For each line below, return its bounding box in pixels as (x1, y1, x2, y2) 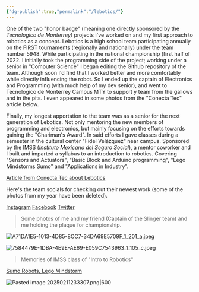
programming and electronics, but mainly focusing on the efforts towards (6, 125, 185, 132)
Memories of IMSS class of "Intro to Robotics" (20, 256, 134, 263)
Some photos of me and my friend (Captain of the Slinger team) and (20, 215, 188, 222)
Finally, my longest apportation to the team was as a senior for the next (6, 112, 180, 119)
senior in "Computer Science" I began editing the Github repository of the (6, 63, 186, 70)
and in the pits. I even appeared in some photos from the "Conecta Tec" (6, 94, 182, 101)
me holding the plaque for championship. (20, 221, 122, 228)
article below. (6, 100, 39, 107)
